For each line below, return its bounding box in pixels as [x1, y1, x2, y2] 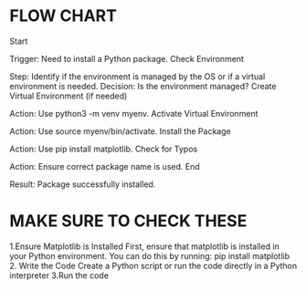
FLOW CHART [9, 5, 117, 26]
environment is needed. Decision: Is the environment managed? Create [9, 80, 277, 91]
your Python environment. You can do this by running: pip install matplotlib [9, 250, 290, 261]
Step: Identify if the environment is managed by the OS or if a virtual [9, 70, 266, 82]
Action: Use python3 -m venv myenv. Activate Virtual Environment [9, 108, 259, 119]
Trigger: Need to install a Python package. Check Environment [9, 53, 245, 64]
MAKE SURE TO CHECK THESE [9, 211, 248, 232]
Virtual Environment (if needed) [9, 90, 128, 101]
